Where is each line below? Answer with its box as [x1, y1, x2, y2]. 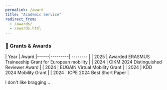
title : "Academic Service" [5, 12, 62, 17]
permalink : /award [5, 7, 44, 12]
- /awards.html [10, 26, 42, 31]
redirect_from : [5, 16, 37, 21]
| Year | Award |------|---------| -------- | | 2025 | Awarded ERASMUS [5, 53, 150, 60]
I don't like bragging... [5, 79, 51, 85]
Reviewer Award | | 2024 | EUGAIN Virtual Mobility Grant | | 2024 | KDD [5, 64, 152, 70]
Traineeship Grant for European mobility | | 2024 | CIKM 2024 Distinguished [5, 59, 162, 65]
